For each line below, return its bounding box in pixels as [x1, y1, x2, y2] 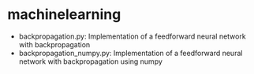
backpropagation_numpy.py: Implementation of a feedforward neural [18, 48, 243, 57]
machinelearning [7, 6, 121, 24]
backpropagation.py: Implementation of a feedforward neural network [18, 31, 246, 41]
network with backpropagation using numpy [18, 57, 163, 66]
